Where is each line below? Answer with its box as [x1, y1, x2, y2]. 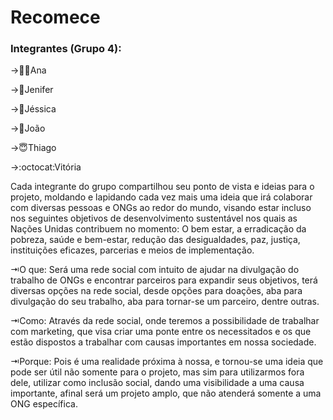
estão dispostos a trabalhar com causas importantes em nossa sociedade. [10, 336, 317, 348]
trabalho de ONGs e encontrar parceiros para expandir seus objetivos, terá [10, 274, 318, 286]
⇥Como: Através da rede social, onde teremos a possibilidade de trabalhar [10, 315, 320, 327]
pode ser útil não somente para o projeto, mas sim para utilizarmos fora [10, 366, 305, 378]
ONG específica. [10, 398, 78, 410]
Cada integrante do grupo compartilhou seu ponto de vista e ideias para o [10, 181, 315, 193]
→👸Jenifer [10, 84, 54, 96]
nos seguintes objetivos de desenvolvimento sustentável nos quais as [10, 212, 298, 225]
